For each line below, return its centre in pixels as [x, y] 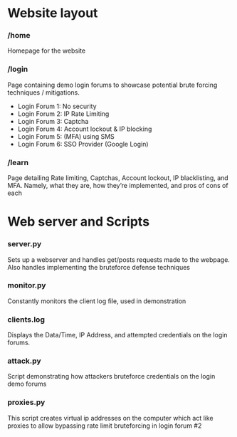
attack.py [24, 361]
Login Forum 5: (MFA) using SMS [66, 136]
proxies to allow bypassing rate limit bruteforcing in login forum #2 [105, 426]
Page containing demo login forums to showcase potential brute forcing [112, 85]
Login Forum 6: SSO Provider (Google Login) [83, 144]
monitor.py [27, 285]
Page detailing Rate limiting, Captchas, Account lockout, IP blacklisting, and [118, 178]
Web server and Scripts [79, 222]
